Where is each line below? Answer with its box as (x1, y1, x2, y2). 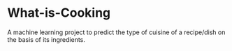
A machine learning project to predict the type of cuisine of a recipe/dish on (7, 28, 226, 36)
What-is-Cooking (7, 5, 111, 21)
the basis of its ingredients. (7, 35, 86, 43)
